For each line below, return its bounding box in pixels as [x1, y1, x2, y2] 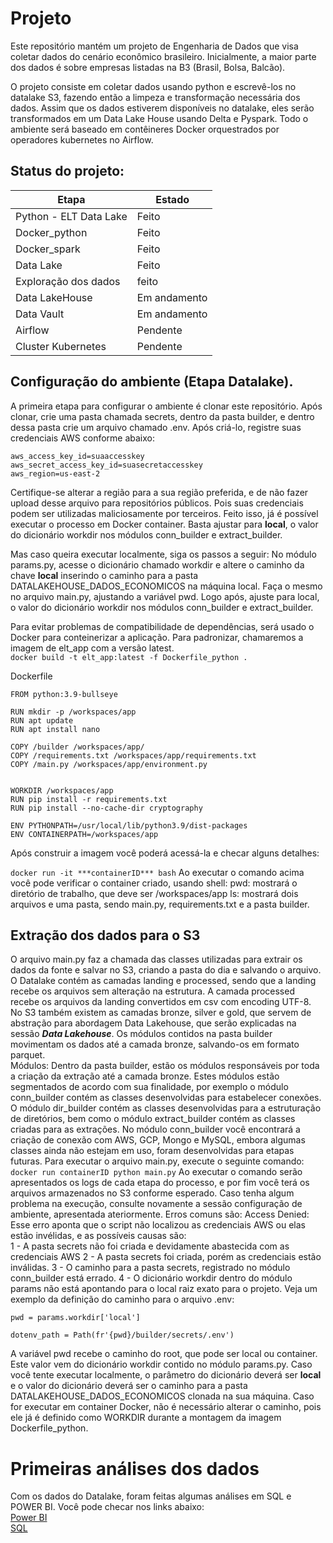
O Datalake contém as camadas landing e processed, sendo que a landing [10, 975, 317, 987]
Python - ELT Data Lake [15, 209, 128, 223]
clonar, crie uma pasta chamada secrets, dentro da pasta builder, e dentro [10, 410, 315, 422]
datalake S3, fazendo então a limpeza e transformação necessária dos [10, 91, 301, 103]
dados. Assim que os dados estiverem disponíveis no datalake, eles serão [10, 102, 315, 114]
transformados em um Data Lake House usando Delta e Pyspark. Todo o [10, 112, 309, 124]
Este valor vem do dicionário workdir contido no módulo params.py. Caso [10, 1358, 313, 1371]
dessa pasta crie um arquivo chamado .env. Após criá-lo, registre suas [10, 421, 302, 433]
